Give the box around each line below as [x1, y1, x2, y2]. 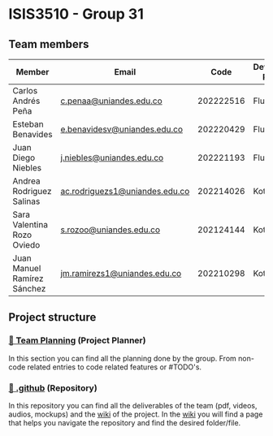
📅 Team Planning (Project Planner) [8, 335, 146, 346]
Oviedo [12, 240, 41, 250]
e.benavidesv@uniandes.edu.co [60, 123, 183, 135]
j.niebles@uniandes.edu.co [60, 152, 164, 163]
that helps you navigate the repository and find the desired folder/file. [8, 417, 241, 427]
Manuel [12, 263, 41, 274]
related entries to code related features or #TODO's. [27, 362, 201, 372]
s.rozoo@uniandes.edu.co [60, 224, 161, 235]
